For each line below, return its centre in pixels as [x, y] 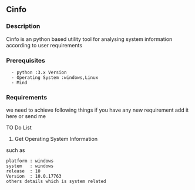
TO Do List [19, 127]
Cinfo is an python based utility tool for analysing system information [89, 39]
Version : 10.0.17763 [34, 177]
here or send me [26, 116]
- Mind [19, 82]
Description [23, 26]
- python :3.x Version [39, 72]
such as [16, 150]
